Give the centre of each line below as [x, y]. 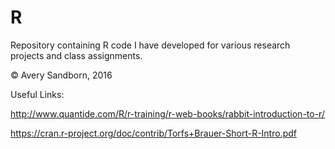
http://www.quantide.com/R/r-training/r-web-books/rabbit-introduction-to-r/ [167, 113]
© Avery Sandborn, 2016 [61, 75]
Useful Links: [37, 94]
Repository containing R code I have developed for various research [150, 45]
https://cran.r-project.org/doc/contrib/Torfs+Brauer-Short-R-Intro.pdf [153, 133]
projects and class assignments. [76, 55]
